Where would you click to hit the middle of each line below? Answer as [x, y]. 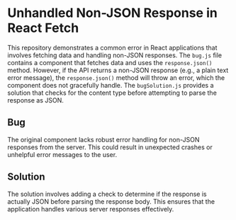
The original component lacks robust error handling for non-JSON [103, 139]
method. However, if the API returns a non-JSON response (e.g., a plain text [118, 70]
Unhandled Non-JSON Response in [112, 13]
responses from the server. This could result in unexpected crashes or [110, 147]
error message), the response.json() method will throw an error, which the [116, 77]
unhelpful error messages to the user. [62, 154]
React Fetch [43, 28]
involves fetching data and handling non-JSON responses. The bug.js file [114, 55]
